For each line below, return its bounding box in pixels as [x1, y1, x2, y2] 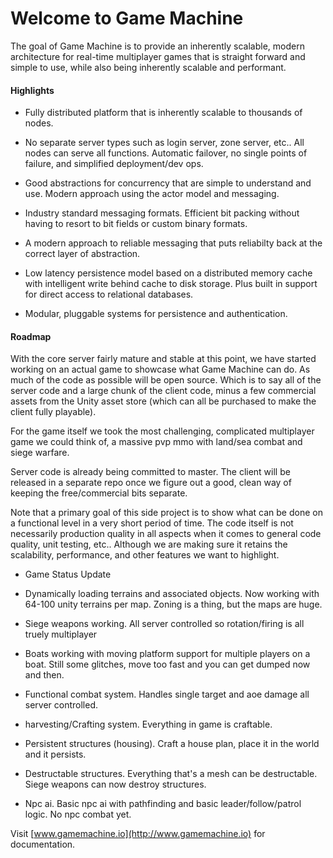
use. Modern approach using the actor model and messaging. [24, 188, 280, 200]
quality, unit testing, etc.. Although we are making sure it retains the [10, 538, 288, 551]
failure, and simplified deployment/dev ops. [24, 158, 204, 170]
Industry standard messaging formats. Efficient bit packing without [24, 207, 300, 219]
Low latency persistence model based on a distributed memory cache [24, 267, 313, 279]
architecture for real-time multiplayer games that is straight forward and [10, 50, 306, 62]
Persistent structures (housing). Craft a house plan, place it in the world [24, 738, 320, 750]
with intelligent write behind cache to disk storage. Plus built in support [24, 278, 318, 290]
